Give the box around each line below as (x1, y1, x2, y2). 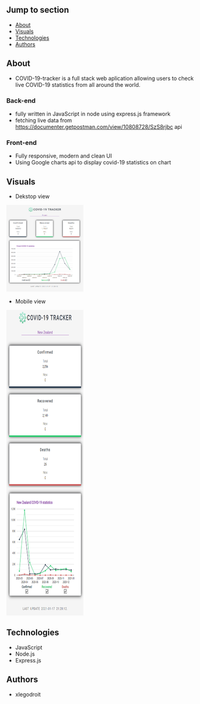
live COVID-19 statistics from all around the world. (15, 81, 141, 88)
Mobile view (15, 298, 46, 305)
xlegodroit (15, 691, 41, 698)
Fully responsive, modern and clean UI (15, 152, 112, 159)
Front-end (6, 138, 37, 147)
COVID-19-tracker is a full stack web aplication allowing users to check (15, 75, 194, 82)
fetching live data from (15, 116, 72, 124)
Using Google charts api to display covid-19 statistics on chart (15, 159, 171, 166)
